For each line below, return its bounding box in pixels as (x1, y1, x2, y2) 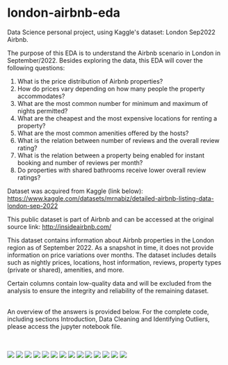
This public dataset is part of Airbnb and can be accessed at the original (7, 215, 214, 224)
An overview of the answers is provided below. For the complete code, (7, 307, 210, 316)
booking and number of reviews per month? (17, 158, 143, 166)
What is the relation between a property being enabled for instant (17, 151, 205, 160)
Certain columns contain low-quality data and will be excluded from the (7, 279, 212, 287)
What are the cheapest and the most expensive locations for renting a (17, 114, 218, 123)
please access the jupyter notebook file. (7, 322, 122, 330)
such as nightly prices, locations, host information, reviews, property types (7, 258, 222, 266)
